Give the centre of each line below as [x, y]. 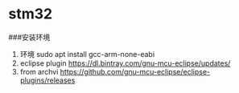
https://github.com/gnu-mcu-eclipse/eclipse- [135, 71]
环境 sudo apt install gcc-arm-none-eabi [87, 54]
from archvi [39, 71]
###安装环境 [29, 37]
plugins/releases [47, 80]
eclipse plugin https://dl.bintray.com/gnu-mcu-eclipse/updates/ [125, 63]
